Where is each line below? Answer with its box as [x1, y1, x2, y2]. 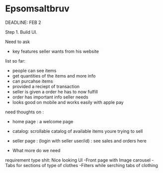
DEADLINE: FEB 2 [5, 19, 41, 25]
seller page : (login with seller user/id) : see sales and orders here [12, 138, 147, 144]
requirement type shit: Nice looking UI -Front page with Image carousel [5, 157, 151, 163]
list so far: [5, 58, 26, 64]
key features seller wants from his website [12, 48, 99, 54]
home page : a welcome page [12, 118, 74, 124]
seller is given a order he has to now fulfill [12, 88, 98, 94]
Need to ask [5, 38, 30, 45]
